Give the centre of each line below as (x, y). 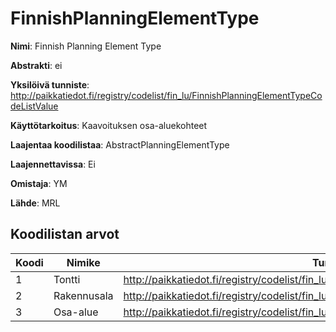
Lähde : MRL (35, 203)
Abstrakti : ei (36, 65)
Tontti (67, 279)
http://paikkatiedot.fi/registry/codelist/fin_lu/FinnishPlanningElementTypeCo (166, 95)
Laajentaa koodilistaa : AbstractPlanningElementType (120, 144)
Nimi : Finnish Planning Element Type (86, 46)
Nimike (83, 262)
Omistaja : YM (39, 183)
